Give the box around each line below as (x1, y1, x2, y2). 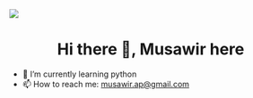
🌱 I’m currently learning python (22, 69, 137, 79)
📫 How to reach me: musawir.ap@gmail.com (22, 78, 190, 89)
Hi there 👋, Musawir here (57, 39, 245, 60)
